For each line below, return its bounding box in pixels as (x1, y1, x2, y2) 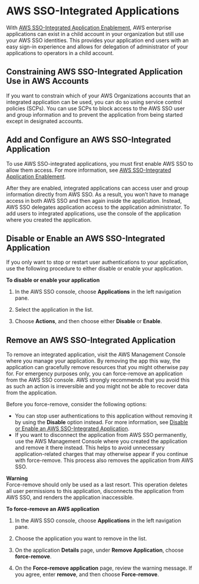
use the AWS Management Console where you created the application (14, 438, 188, 445)
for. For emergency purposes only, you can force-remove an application (6, 370, 183, 378)
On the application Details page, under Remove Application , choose (14, 546, 184, 554)
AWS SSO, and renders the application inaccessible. (6, 494, 134, 501)
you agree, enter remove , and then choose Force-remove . (14, 571, 159, 578)
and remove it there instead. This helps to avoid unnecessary (14, 444, 165, 451)
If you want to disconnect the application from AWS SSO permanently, (14, 431, 188, 439)
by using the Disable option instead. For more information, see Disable (14, 419, 188, 426)
